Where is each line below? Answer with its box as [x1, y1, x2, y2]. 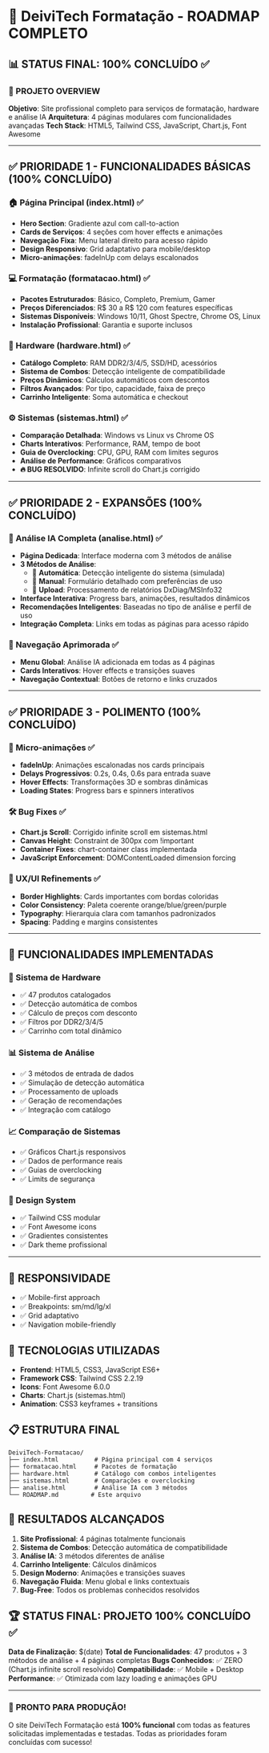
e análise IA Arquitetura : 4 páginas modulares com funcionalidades [8, 112, 232, 121]
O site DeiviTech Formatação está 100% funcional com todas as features [8, 1720, 251, 1730]
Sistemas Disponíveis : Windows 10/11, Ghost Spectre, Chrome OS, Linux [19, 311, 261, 320]
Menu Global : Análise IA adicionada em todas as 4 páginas [19, 658, 215, 667]
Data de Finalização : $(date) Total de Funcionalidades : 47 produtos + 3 [8, 1647, 247, 1657]
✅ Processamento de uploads [19, 1086, 118, 1096]
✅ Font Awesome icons [19, 1222, 98, 1232]
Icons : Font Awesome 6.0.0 [19, 1381, 110, 1392]
